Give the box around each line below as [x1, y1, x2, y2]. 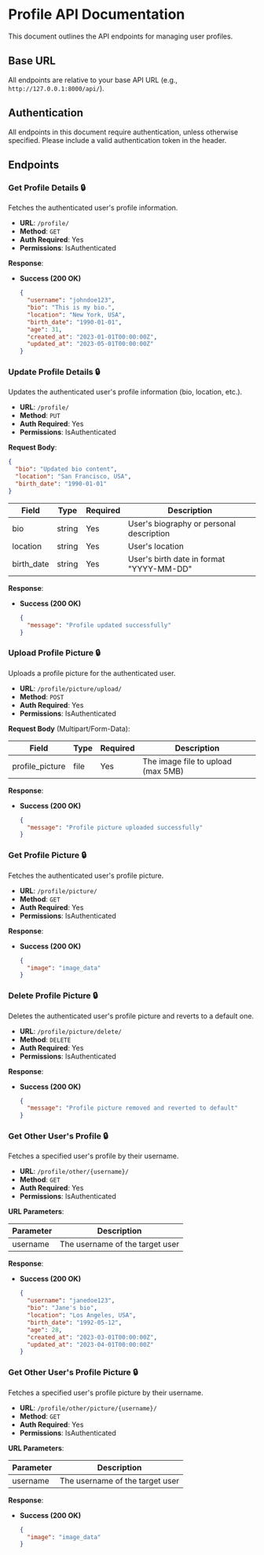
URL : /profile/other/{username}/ [19, 1167, 130, 1176]
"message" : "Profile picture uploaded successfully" [27, 823, 203, 831]
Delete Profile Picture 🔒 [8, 990, 98, 1001]
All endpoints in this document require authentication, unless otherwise [8, 127, 239, 137]
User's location [128, 541, 185, 552]
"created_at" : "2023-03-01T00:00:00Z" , [27, 1333, 158, 1341]
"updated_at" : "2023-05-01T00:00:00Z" [27, 340, 154, 348]
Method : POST [19, 691, 64, 701]
